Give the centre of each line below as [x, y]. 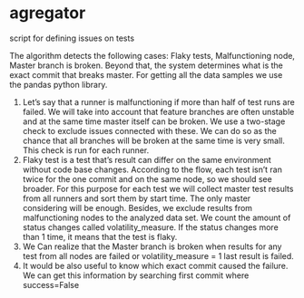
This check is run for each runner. [86, 150]
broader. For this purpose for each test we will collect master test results [158, 188]
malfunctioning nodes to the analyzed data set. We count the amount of [157, 217]
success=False [51, 284]
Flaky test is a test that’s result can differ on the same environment [147, 159]
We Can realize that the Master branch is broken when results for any [152, 246]
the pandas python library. [59, 84]
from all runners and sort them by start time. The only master [137, 198]
